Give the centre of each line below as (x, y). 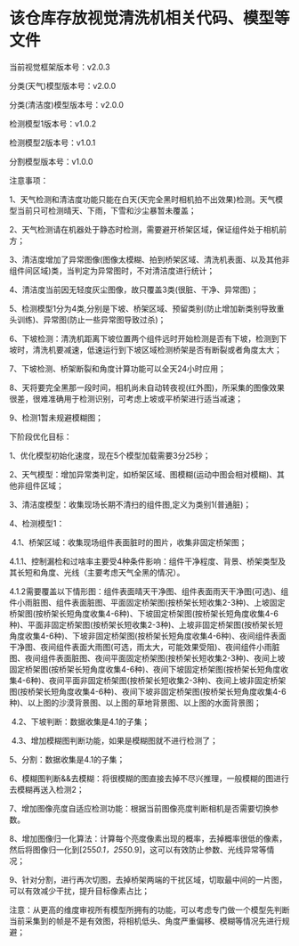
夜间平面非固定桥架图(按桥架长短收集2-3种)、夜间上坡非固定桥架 (167, 680)
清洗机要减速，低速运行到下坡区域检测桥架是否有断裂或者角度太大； (157, 349)
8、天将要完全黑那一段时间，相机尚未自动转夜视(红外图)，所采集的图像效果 (147, 387)
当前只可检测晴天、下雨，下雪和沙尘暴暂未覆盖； (106, 210)
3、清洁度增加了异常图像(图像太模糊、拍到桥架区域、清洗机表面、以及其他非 (149, 259)
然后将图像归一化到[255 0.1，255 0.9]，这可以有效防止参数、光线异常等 (138, 849)
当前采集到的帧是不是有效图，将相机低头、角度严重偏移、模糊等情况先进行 (145, 921)
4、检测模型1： (37, 523)
